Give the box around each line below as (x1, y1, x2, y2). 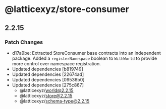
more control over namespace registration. (12, 60, 101, 66)
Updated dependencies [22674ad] (12, 71, 84, 77)
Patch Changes (5, 39, 43, 46)
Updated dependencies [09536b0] (12, 76, 85, 82)
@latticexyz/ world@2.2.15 (19, 87, 74, 93)
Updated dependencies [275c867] (12, 82, 84, 88)
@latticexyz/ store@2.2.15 (19, 92, 73, 98)
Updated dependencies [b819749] (12, 66, 84, 72)
